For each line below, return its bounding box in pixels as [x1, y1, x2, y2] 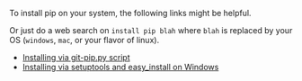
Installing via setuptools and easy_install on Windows [22, 62, 219, 72]
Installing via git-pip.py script [22, 52, 130, 62]
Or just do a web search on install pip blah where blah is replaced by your [9, 25, 293, 35]
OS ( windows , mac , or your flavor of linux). [9, 35, 160, 45]
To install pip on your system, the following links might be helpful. [9, 8, 252, 18]
